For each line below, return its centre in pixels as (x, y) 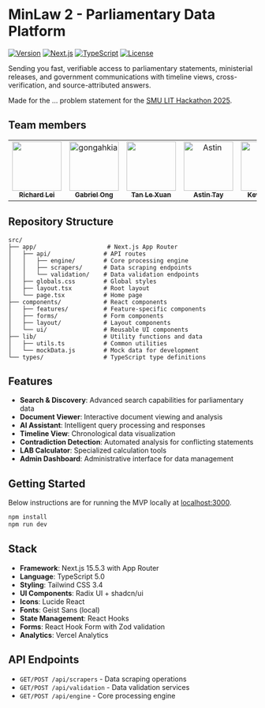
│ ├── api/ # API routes (77, 254)
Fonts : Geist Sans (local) (60, 609)
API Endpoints (44, 660)
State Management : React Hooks (74, 618)
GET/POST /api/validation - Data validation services (105, 687)
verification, (28, 85)
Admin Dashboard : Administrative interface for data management (127, 459)
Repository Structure (61, 222)
